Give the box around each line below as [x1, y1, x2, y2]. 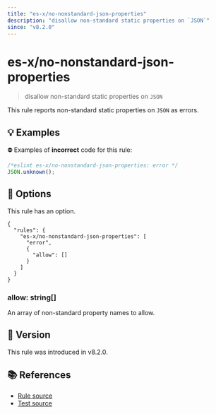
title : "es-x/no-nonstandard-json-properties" [7, 10, 147, 18]
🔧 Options [7, 188, 52, 200]
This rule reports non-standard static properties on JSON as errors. [7, 106, 199, 114]
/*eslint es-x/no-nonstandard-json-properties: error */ [7, 162, 179, 170]
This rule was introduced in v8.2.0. [7, 348, 108, 356]
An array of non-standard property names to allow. [7, 308, 155, 317]
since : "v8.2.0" [7, 23, 55, 30]
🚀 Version [7, 329, 51, 341]
